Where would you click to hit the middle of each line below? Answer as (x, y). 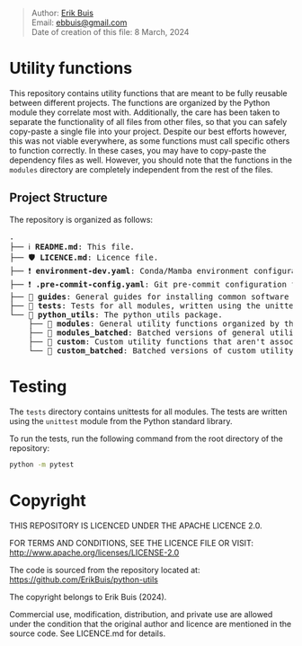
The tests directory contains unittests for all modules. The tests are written (148, 411)
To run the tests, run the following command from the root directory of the (146, 438)
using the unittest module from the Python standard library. (121, 420)
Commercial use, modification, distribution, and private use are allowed (141, 614)
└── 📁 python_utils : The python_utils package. (116, 314)
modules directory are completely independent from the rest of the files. (141, 169)
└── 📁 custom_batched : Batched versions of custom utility (161, 350)
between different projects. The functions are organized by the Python (140, 102)
